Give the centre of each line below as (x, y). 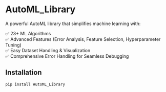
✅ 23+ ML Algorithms (28, 33)
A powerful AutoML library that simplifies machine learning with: (73, 24)
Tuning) (13, 45)
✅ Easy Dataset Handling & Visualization (48, 50)
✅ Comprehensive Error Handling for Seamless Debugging (67, 56)
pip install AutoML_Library (35, 84)
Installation (24, 73)
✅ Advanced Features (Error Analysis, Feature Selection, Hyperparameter (83, 39)
